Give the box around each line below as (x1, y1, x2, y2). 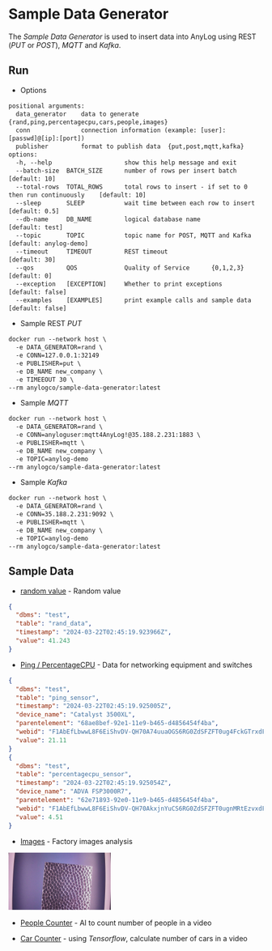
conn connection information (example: (15, 126, 198, 134)
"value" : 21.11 (15, 736, 67, 745)
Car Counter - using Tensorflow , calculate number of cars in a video (19, 933, 249, 943)
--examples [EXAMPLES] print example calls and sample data (15, 296, 252, 304)
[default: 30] (8, 256, 57, 264)
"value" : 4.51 (15, 813, 63, 822)
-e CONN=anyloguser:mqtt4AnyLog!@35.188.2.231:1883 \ (15, 431, 201, 439)
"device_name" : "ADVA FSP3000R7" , (15, 788, 132, 796)
